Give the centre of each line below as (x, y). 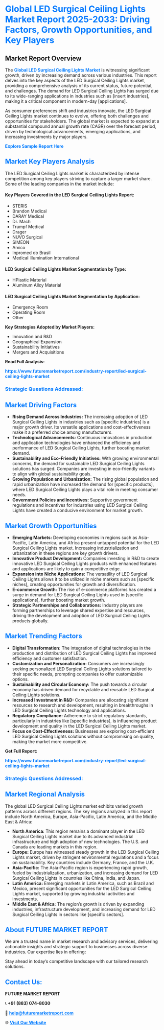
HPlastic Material (29, 280)
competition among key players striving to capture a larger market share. (78, 178)
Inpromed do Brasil (31, 253)
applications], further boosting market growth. (59, 600)
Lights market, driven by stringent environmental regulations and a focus (85, 857)
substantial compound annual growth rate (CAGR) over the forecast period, (81, 126)
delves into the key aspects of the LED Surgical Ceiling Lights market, (75, 80)
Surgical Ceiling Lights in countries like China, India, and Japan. (76, 878)
